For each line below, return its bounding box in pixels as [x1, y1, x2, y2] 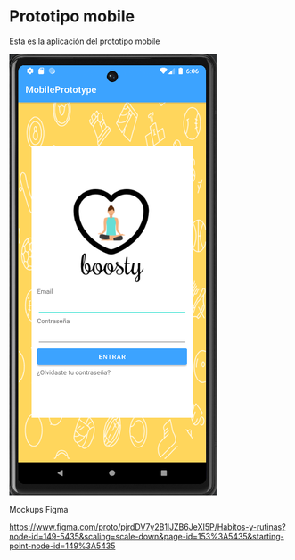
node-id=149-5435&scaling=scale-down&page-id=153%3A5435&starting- [9, 531, 285, 541]
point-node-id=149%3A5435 [9, 540, 116, 551]
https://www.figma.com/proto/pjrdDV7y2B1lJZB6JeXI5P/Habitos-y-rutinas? [9, 521, 287, 532]
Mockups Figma [9, 504, 69, 514]
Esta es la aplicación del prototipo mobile [9, 36, 160, 46]
